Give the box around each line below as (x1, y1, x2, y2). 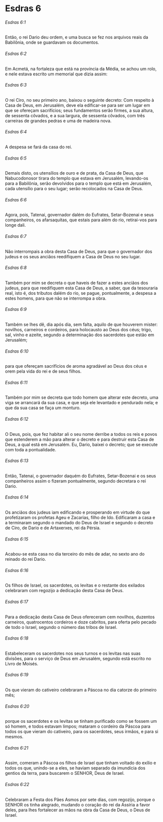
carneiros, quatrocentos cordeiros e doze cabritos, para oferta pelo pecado (5, 619, 157, 625)
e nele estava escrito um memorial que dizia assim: (5, 71, 108, 77)
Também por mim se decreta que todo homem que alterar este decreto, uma (5, 394, 159, 400)
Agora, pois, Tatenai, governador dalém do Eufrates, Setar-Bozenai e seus (5, 212, 154, 218)
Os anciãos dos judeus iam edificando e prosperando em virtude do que (5, 509, 150, 516)
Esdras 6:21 (5, 745, 29, 751)
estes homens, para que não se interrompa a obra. (5, 295, 107, 301)
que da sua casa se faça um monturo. (5, 405, 81, 411)
